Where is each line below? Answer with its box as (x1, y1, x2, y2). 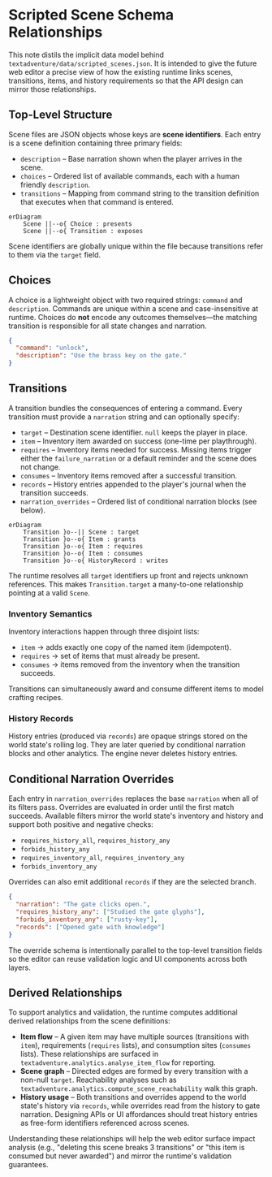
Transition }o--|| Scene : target (23, 528, 140, 536)
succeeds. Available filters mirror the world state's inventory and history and (8, 811, 264, 821)
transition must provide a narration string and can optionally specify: (8, 412, 240, 422)
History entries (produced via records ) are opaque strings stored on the (8, 731, 248, 741)
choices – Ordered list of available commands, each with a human (19, 171, 240, 180)
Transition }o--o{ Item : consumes (23, 549, 144, 557)
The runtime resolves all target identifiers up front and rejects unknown (8, 570, 249, 580)
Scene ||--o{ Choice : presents (23, 219, 132, 228)
